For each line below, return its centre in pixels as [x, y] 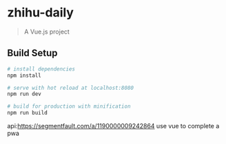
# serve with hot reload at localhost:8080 [71, 88]
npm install [24, 75]
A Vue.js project [47, 32]
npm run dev [24, 94]
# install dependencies [41, 69]
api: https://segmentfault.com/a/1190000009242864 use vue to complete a [113, 126]
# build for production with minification [69, 107]
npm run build [28, 113]
